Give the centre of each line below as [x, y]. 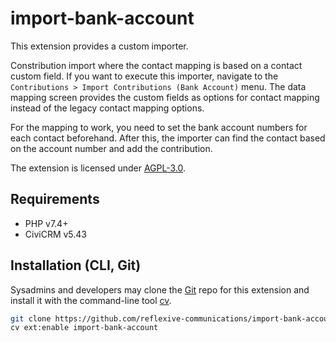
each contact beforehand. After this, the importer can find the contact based [168, 138]
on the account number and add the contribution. [111, 148]
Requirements [55, 199]
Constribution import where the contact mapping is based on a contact [156, 65]
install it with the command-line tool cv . [91, 300]
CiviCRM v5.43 [56, 234]
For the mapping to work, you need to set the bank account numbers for [159, 127]
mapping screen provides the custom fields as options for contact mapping [165, 97]
